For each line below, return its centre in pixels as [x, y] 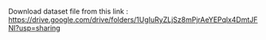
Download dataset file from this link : [68, 11]
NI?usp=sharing [35, 28]
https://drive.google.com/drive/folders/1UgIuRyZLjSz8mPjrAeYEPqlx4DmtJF [133, 20]
